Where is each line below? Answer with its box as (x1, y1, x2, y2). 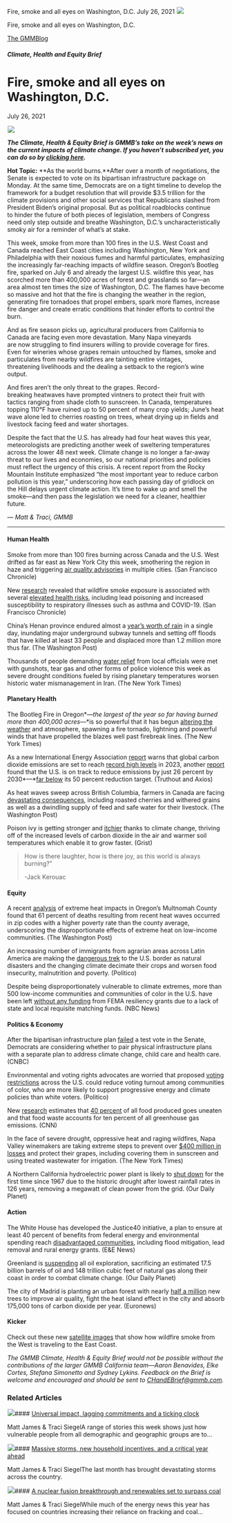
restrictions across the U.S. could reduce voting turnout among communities (7, 1078, 224, 1086)
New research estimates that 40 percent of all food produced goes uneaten (7, 1106, 222, 1115)
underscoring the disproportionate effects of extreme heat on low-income (7, 926, 217, 934)
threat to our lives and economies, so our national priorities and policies (7, 455, 211, 464)
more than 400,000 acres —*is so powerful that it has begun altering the (7, 717, 213, 726)
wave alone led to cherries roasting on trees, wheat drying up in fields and (7, 412, 219, 421)
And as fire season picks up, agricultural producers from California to (7, 325, 204, 334)
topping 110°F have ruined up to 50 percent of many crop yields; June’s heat (7, 405, 224, 413)
